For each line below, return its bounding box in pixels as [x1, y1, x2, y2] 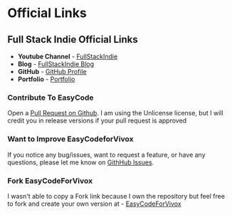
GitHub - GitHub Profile [17, 68, 87, 75]
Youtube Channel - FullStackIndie [17, 52, 118, 61]
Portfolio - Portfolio [17, 75, 75, 83]
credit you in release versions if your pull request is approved [7, 116, 187, 125]
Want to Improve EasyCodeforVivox [7, 134, 134, 144]
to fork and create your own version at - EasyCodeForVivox [7, 199, 181, 208]
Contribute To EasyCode [7, 93, 94, 103]
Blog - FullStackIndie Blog [17, 60, 95, 68]
